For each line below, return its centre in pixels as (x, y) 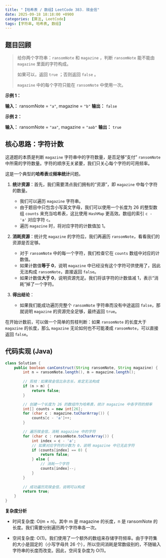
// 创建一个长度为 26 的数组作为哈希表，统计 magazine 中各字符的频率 (88, 404)
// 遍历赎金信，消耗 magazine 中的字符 (60, 432)
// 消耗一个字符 (55, 464)
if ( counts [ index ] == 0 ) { (59, 450)
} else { (41, 459)
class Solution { (23, 363)
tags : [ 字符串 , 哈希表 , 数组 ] (33, 24)
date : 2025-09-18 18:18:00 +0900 (40, 14)
